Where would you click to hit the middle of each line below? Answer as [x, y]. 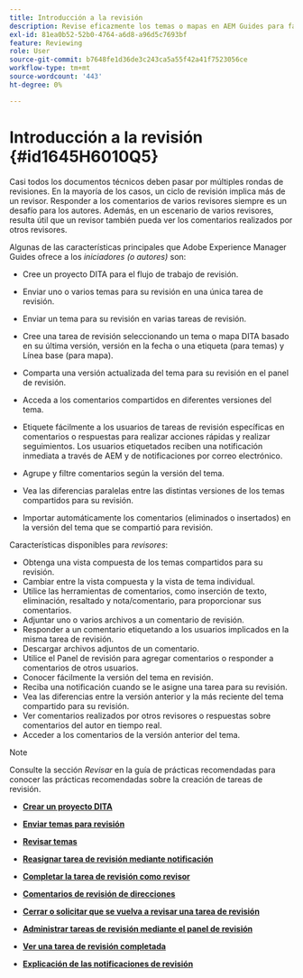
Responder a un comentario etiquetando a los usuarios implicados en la [156, 629]
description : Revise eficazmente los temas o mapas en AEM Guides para [147, 26]
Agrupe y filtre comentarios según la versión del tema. [124, 473]
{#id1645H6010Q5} [84, 157]
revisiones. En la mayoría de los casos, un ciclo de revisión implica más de [147, 191]
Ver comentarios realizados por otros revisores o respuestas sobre [147, 715]
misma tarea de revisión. [68, 639]
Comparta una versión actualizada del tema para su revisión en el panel [156, 373]
